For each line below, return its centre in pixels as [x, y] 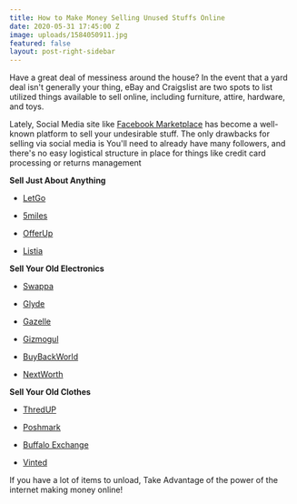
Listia [33, 251]
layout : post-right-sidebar [63, 52]
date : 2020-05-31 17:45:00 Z [64, 26]
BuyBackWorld [50, 357]
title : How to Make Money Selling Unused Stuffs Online [117, 18]
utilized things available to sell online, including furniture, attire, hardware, [148, 97]
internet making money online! [66, 490]
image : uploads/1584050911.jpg [69, 35]
